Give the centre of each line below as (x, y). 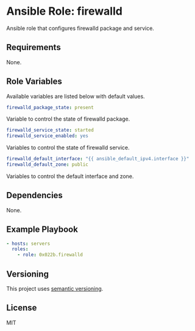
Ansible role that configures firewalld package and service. (80, 28)
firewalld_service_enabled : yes (47, 136)
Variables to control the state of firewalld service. (68, 147)
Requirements (34, 47)
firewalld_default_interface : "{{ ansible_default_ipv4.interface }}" (98, 159)
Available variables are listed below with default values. (76, 96)
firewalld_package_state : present (50, 107)
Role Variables (34, 82)
